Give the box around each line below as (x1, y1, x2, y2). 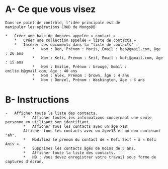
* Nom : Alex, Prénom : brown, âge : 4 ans (32, 73, 129, 78)
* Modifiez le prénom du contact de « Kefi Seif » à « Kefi (23, 137, 156, 142)
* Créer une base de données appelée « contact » (5, 33, 116, 38)
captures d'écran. (5, 159, 44, 164)
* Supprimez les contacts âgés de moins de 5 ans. (23, 146, 136, 151)
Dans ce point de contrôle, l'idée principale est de (5, 20, 121, 25)
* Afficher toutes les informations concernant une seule (23, 115, 152, 120)
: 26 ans (5, 51, 24, 56)
